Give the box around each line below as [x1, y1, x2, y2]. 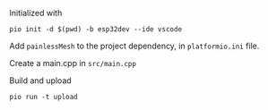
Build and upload [9, 75, 72, 86]
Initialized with [9, 8, 63, 18]
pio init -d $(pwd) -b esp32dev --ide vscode [9, 25, 182, 34]
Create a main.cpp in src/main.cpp [9, 58, 137, 68]
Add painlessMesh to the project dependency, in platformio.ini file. [9, 40, 260, 51]
